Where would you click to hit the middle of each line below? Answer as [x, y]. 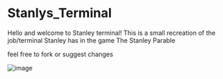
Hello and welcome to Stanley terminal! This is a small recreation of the [111, 33]
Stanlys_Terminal [59, 13]
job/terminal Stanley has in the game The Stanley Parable [92, 40]
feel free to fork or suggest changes [61, 54]
